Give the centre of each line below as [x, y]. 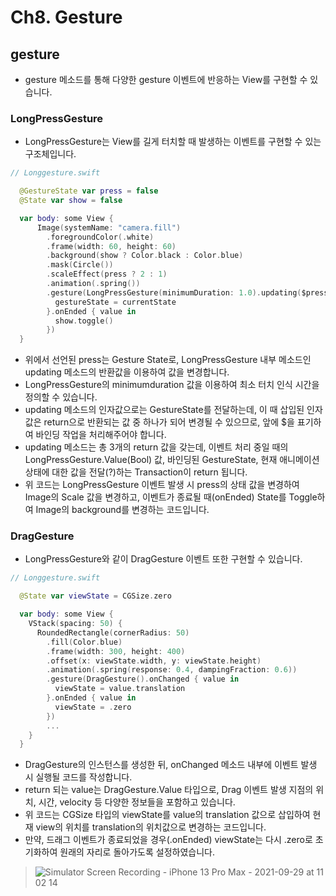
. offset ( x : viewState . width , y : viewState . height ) [154, 661]
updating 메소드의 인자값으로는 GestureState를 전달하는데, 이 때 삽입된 [164, 410]
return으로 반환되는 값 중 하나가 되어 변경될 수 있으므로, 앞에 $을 [169, 422]
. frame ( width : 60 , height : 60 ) [111, 246]
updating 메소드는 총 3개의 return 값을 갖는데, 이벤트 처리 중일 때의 [156, 447]
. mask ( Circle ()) [80, 265]
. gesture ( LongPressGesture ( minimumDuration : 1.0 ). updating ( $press [187, 292]
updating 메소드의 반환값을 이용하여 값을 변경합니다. [127, 372]
